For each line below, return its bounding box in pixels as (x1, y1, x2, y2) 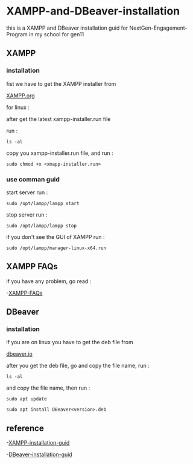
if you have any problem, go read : (6, 277, 92, 285)
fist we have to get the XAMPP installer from (6, 80, 116, 87)
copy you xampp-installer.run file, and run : (6, 149, 113, 157)
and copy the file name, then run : (6, 384, 90, 391)
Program (6, 30, 28, 38)
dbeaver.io (6, 350, 33, 358)
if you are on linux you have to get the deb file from (6, 339, 134, 346)
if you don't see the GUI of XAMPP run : (6, 233, 105, 240)
